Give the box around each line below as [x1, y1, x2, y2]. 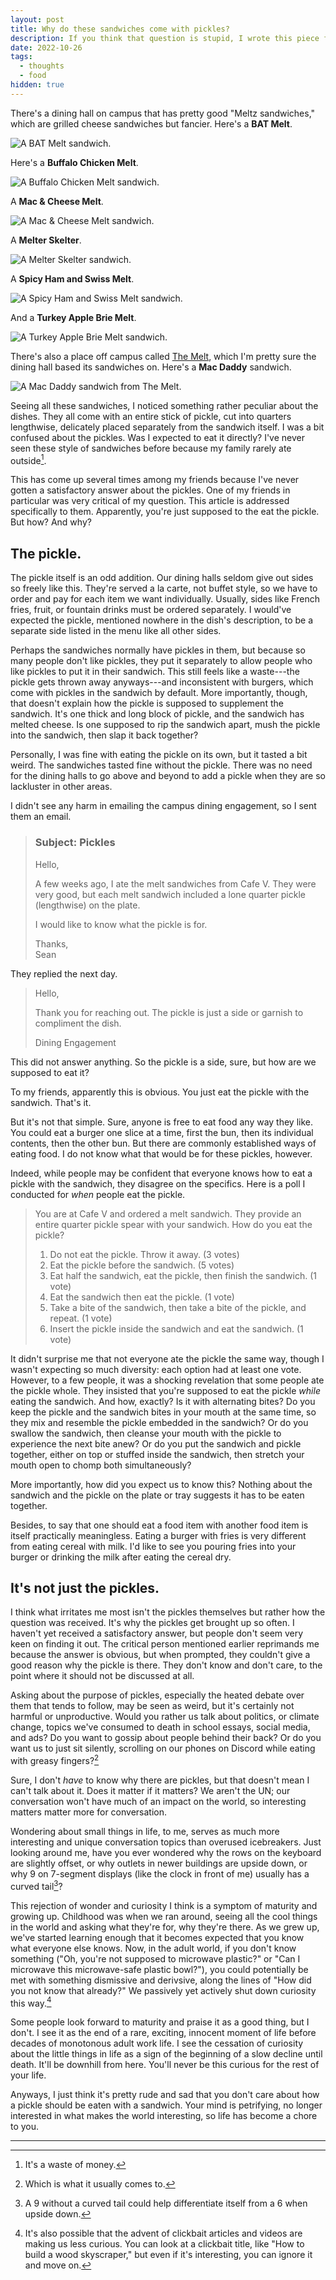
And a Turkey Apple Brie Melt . [10, 311, 137, 323]
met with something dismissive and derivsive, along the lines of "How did [10, 1974, 312, 1986]
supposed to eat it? [10, 1066, 90, 1078]
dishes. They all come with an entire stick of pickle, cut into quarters [10, 410, 292, 422]
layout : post [10, 14, 65, 25]
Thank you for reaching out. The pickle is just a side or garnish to [34, 1006, 304, 1018]
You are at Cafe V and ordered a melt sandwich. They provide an [34, 1207, 302, 1220]
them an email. [10, 811, 72, 823]
